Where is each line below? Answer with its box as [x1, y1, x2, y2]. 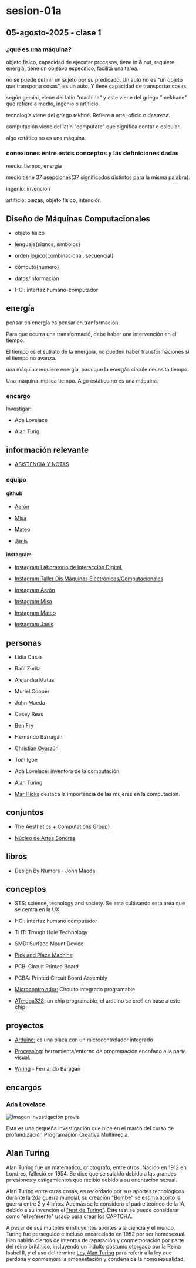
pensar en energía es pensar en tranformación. [6, 319, 120, 326]
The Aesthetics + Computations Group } [14, 823, 110, 830]
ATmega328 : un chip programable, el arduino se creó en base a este [14, 997, 181, 1004]
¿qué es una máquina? [6, 45, 72, 54]
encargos [6, 1082, 42, 1093]
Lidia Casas [14, 653, 43, 660]
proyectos [6, 1020, 45, 1031]
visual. [14, 1054, 31, 1061]
